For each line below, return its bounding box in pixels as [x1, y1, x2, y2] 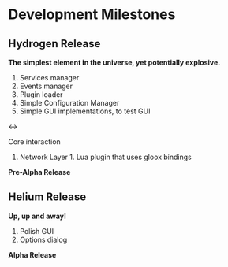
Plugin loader [19, 90, 63, 99]
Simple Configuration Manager [19, 98, 120, 107]
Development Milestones [8, 6, 176, 24]
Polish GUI [19, 226, 54, 235]
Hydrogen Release [8, 37, 101, 50]
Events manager [19, 81, 73, 91]
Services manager [19, 73, 80, 82]
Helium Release [8, 191, 87, 204]
